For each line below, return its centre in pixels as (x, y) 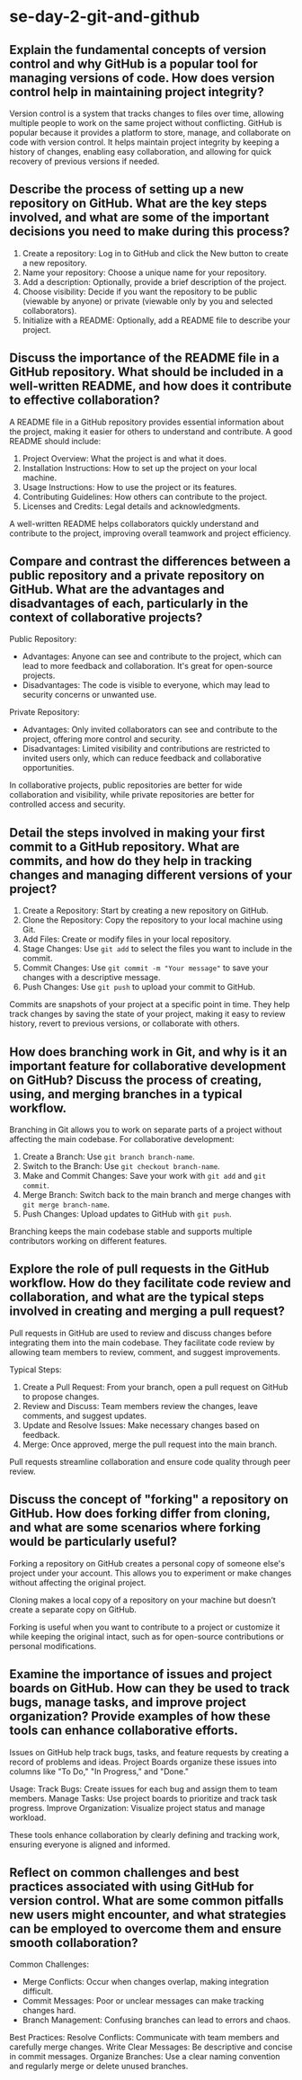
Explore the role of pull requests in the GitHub (139, 1269)
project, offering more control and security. (102, 739)
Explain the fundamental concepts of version (138, 50)
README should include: (55, 441)
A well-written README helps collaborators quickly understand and (134, 523)
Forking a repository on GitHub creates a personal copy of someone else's (147, 1563)
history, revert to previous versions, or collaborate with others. (124, 1023)
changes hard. (49, 2011)
